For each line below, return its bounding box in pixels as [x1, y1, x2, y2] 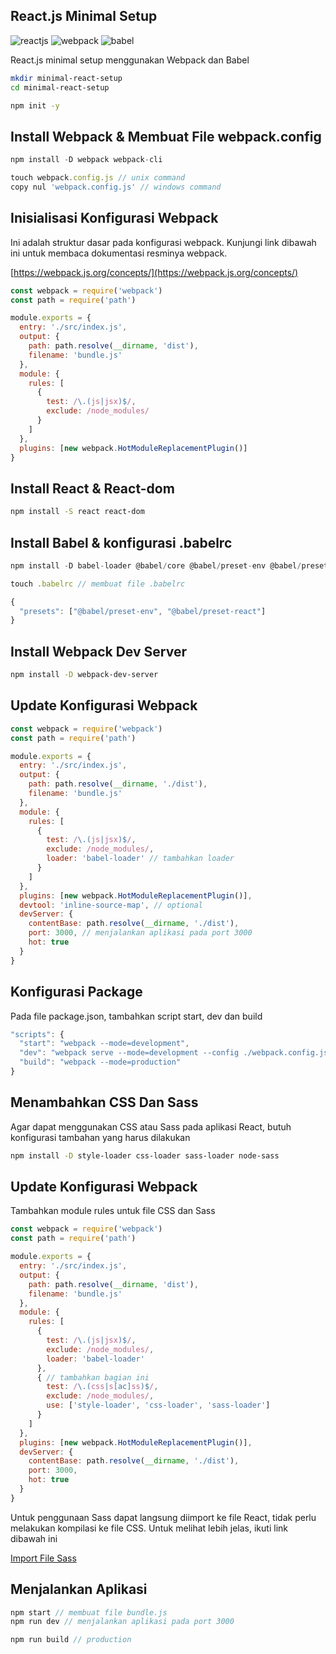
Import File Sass [10, 1552, 77, 1564]
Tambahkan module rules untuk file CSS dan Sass [10, 1205, 216, 1217]
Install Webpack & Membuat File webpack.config [10, 128, 322, 145]
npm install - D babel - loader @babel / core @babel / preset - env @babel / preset [10, 560, 329, 571]
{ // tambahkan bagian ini [36, 1372, 150, 1383]
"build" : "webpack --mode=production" [19, 1057, 182, 1068]
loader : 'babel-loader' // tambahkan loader [46, 854, 235, 864]
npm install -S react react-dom [10, 507, 145, 517]
